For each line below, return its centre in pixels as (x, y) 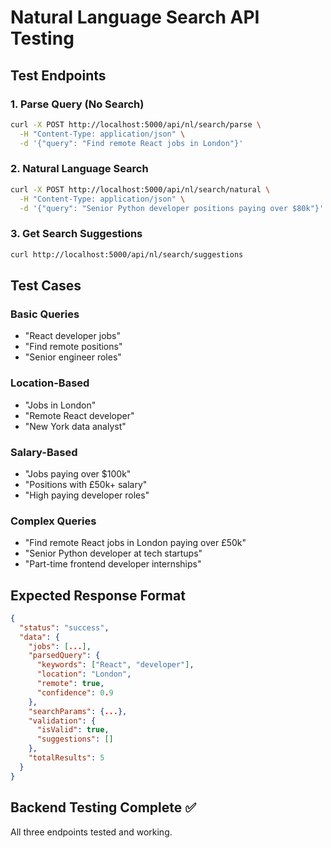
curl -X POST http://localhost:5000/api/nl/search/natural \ (140, 189)
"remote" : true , (70, 684)
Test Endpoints (58, 75)
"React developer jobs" (73, 336)
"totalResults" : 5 (66, 758)
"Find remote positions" (73, 347)
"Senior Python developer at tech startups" (113, 553)
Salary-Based (44, 452)
